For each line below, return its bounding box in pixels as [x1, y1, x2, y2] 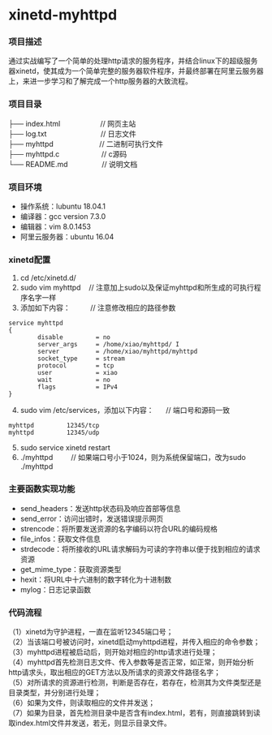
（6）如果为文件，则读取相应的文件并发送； [8, 698, 156, 707]
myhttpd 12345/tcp [8, 422, 100, 430]
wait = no [37, 376, 111, 385]
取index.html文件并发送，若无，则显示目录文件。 [8, 718, 172, 728]
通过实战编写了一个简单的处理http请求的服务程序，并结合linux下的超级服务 [8, 56, 258, 66]
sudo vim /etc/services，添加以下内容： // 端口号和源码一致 [19, 406, 231, 415]
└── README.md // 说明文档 [8, 159, 138, 169]
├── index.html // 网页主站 [8, 118, 136, 128]
